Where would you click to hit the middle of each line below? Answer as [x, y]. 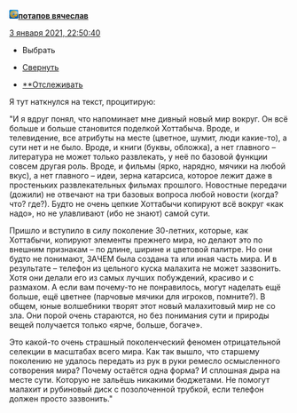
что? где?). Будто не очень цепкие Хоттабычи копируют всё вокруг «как [146, 204]
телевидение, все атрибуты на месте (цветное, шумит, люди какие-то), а [148, 138]
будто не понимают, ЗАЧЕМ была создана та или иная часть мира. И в [143, 259]
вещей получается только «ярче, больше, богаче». [106, 325]
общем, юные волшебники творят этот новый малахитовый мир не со [143, 306]
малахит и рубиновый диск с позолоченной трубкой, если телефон [137, 389]
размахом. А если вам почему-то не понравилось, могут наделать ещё [145, 287]
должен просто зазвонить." [61, 399]
